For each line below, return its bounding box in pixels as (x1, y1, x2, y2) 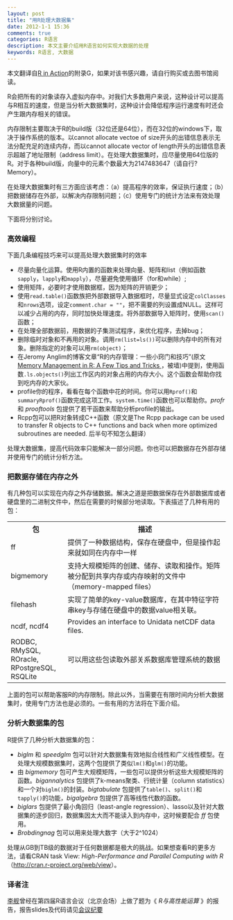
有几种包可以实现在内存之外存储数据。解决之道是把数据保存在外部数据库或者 (7, 489, 226, 498)
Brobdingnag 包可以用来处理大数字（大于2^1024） (17, 828, 162, 837)
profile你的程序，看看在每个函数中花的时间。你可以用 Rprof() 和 (17, 387, 198, 396)
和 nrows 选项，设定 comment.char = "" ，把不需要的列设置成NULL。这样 (17, 300, 218, 309)
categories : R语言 (7, 36, 58, 43)
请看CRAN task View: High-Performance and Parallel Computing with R (19, 852, 224, 860)
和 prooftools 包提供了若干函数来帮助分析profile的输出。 (17, 404, 178, 413)
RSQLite (10, 672, 37, 682)
